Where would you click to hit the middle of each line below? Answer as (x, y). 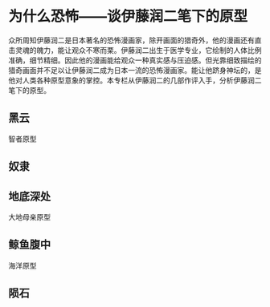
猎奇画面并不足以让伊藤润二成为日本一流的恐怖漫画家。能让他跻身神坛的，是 (135, 70)
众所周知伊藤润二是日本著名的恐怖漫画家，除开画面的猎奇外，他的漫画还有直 (135, 40)
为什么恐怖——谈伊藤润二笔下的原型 (128, 16)
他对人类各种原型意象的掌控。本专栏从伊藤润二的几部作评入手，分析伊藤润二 (135, 80)
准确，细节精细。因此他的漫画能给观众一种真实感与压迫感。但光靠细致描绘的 (135, 60)
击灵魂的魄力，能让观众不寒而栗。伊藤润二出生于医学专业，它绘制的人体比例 (135, 50)
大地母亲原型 (29, 216)
